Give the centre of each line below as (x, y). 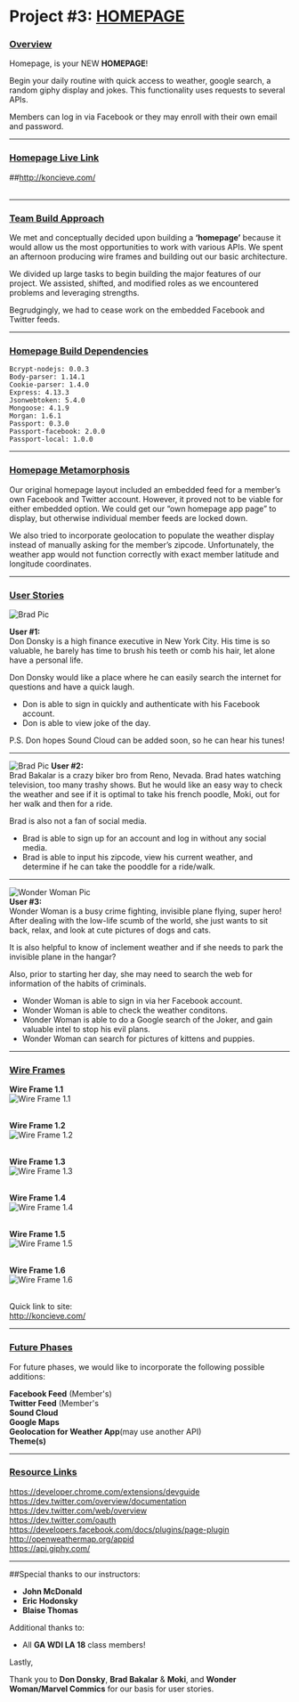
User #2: (68, 765)
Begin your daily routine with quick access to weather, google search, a (140, 81)
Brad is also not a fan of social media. (78, 820)
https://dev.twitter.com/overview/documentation (98, 1501)
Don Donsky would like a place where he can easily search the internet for (145, 677)
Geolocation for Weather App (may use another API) (105, 1431)
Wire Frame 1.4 (38, 1198)
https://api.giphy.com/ (50, 1548)
